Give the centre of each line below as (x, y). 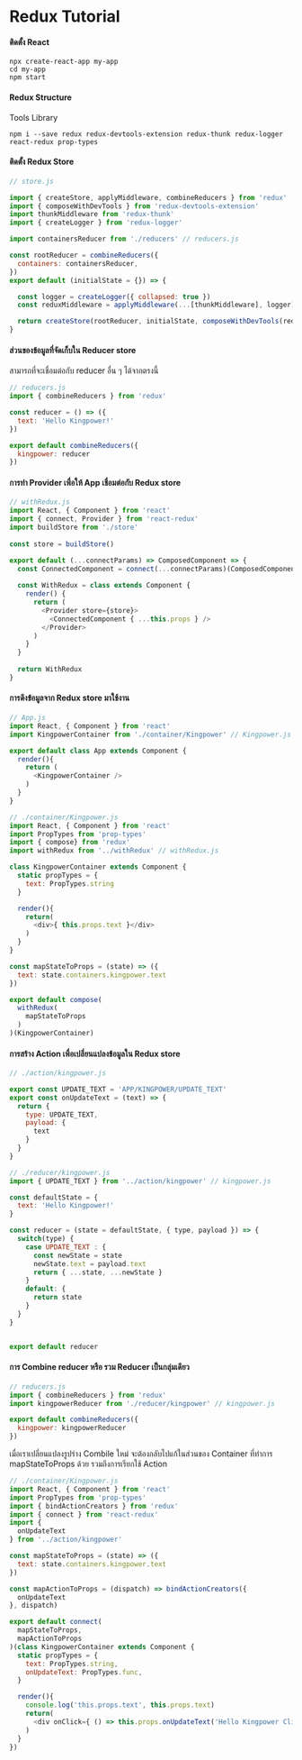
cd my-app (28, 69)
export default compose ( (56, 999)
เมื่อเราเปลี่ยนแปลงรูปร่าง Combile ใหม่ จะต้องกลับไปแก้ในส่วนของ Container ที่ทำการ (141, 1454)
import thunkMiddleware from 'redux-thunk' (92, 214)
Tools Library (34, 117)
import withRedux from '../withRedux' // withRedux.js (114, 851)
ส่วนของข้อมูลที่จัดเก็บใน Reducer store (73, 350)
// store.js (31, 181)
